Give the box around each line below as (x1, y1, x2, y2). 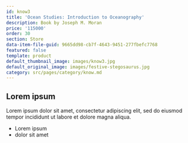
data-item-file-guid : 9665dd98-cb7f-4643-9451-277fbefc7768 (6, 42, 158, 48)
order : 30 (6, 31, 31, 37)
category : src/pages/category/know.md (6, 69, 102, 75)
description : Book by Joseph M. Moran (6, 20, 102, 26)
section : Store (6, 36, 44, 42)
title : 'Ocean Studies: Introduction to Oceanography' (6, 14, 145, 20)
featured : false (6, 47, 46, 53)
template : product (6, 53, 52, 59)
